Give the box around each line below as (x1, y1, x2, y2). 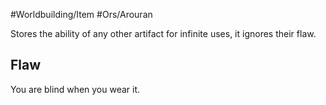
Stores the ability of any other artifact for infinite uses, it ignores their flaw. (10, 28, 317, 39)
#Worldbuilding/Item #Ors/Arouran (10, 9, 153, 20)
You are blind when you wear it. (10, 83, 141, 95)
